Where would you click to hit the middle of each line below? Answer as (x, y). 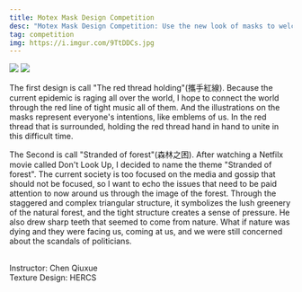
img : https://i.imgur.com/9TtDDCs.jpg (82, 43)
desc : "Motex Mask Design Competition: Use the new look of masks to (142, 26)
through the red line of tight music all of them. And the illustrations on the (145, 108)
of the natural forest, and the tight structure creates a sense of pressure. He (150, 213)
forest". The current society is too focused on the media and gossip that (142, 174)
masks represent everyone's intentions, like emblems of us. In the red (138, 117)
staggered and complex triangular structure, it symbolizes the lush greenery (150, 203)
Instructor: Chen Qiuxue (53, 268)
